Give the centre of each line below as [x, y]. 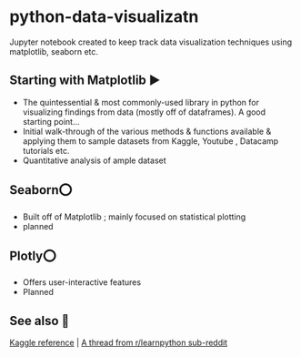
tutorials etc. [46, 150]
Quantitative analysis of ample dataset [94, 160]
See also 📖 [40, 321]
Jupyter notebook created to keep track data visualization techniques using [151, 42]
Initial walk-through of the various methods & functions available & [147, 131]
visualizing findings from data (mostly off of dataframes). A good [144, 112]
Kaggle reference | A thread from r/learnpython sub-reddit [119, 342]
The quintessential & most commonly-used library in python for [141, 102]
